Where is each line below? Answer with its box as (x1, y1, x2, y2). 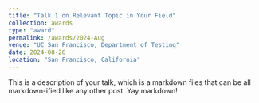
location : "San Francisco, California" (8, 56, 141, 64)
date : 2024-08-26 (8, 48, 66, 56)
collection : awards (8, 19, 73, 27)
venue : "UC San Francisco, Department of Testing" (8, 41, 180, 49)
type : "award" (8, 26, 56, 34)
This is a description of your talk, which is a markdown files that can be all (8, 77, 251, 87)
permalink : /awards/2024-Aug (8, 33, 105, 42)
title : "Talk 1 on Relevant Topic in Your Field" (8, 11, 177, 20)
